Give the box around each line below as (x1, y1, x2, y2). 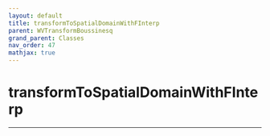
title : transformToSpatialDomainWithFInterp (8, 19, 160, 27)
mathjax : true (8, 49, 56, 57)
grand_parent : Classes (8, 34, 84, 42)
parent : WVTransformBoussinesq (8, 26, 113, 34)
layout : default (8, 11, 63, 20)
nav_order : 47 (8, 42, 56, 50)
